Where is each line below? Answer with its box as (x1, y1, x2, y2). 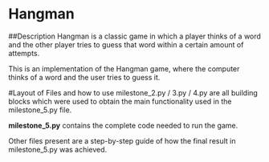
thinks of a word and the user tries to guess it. (8, 72, 161, 82)
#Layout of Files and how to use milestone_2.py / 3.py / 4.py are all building (8, 87, 259, 97)
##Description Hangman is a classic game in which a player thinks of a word (8, 31, 261, 41)
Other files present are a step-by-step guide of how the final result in (8, 136, 236, 145)
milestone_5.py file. (8, 105, 72, 115)
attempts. (8, 48, 40, 58)
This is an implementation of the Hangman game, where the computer (8, 63, 240, 73)
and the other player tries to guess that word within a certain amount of (8, 39, 244, 49)
